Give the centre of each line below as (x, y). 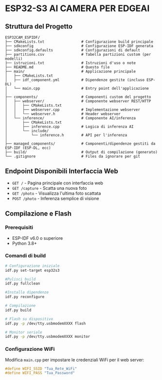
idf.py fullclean (23, 284)
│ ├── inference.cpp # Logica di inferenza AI (69, 127)
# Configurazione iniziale (32, 266)
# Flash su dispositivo (29, 319)
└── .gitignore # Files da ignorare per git (72, 156)
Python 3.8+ (25, 243)
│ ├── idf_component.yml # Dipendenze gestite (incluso (75, 80)
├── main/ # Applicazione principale (71, 71)
